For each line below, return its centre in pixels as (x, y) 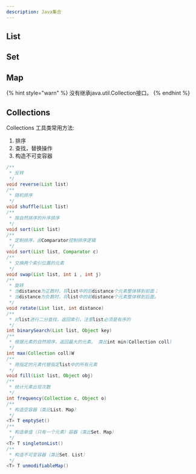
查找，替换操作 (34, 149)
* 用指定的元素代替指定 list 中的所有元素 (53, 364)
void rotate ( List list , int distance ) (55, 308)
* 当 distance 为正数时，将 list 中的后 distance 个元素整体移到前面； (84, 292)
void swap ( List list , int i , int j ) (54, 274)
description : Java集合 (34, 12)
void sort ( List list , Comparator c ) (52, 252)
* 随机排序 (21, 195)
